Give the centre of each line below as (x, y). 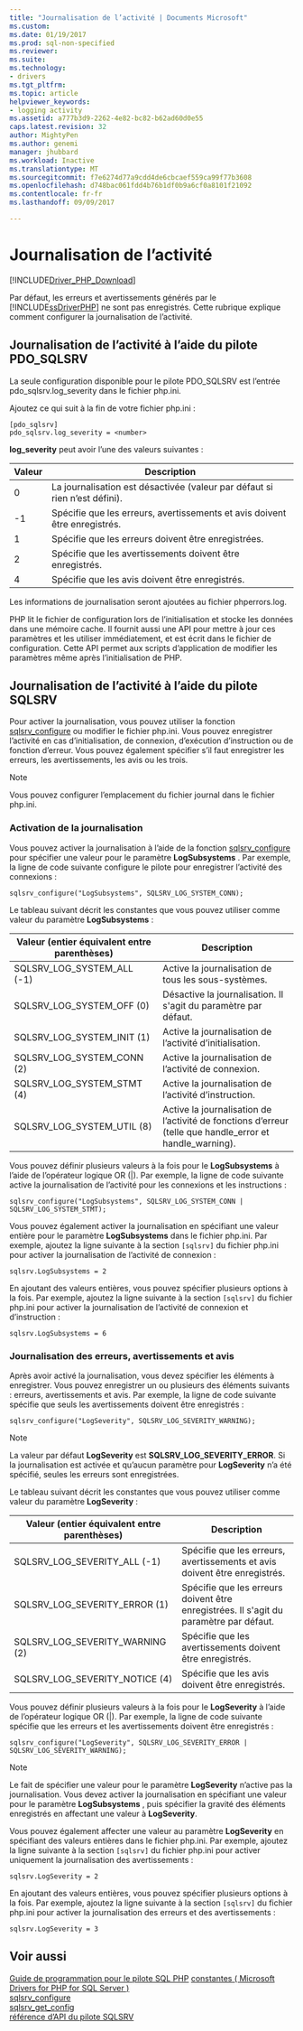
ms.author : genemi (44, 144)
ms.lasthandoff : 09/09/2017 (62, 203)
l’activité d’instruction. (208, 1095)
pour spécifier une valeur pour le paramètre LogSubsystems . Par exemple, (150, 857)
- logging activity (46, 110)
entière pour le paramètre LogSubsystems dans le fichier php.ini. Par (138, 1235)
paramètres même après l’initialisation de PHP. (96, 657)
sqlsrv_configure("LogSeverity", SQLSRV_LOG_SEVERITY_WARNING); (133, 1421)
